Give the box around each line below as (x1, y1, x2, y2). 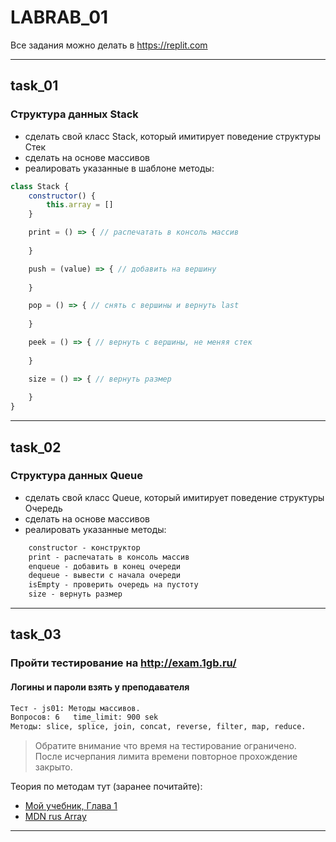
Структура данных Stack (10, 107, 139, 121)
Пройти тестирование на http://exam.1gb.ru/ (10, 656, 237, 670)
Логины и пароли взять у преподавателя (10, 681, 190, 693)
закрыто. (34, 761, 73, 773)
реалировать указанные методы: (24, 523, 167, 535)
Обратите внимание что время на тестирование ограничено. (34, 740, 297, 752)
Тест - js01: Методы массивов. (10, 703, 141, 713)
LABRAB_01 (10, 6, 109, 29)
